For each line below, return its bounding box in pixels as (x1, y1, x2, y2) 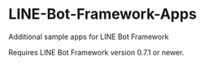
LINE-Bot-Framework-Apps (8, 5, 197, 24)
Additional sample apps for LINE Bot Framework (8, 32, 169, 41)
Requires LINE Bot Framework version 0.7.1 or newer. (8, 47, 185, 57)
